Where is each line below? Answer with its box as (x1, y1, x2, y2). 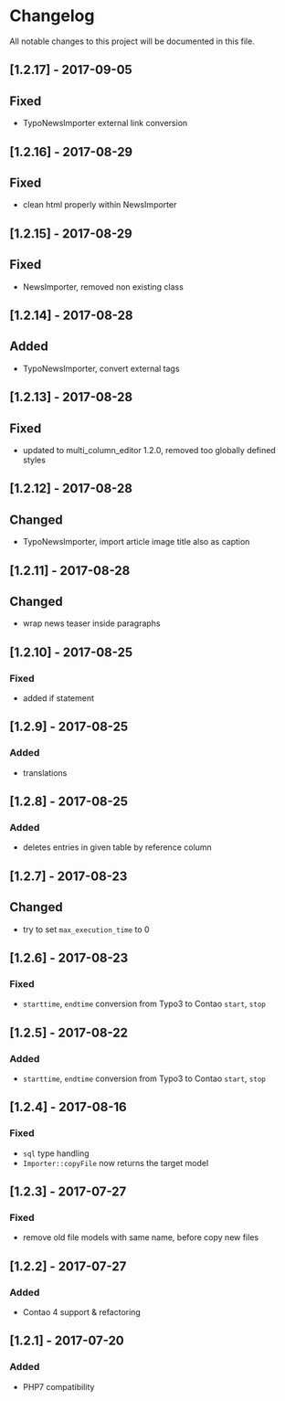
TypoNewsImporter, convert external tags (22, 363, 180, 374)
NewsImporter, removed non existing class (22, 281, 185, 292)
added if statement (22, 693, 94, 704)
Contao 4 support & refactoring (22, 1307, 142, 1318)
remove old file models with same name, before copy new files (22, 1232, 259, 1243)
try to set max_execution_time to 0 (22, 924, 150, 935)
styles (22, 454, 46, 465)
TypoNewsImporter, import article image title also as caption (22, 536, 250, 547)
